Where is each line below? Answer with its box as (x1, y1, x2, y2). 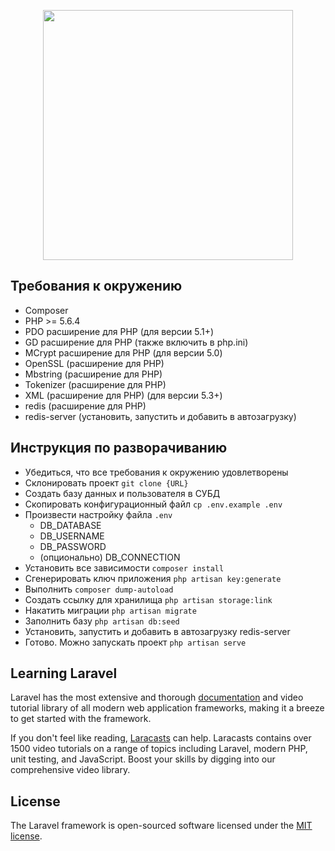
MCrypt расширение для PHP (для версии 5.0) (24, 346, 223, 359)
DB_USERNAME (39, 530, 105, 542)
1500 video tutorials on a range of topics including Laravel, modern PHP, (10, 743, 308, 755)
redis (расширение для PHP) (24, 400, 147, 412)
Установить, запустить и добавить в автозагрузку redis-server (24, 625, 291, 637)
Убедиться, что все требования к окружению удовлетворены (24, 466, 289, 478)
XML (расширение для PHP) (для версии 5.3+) (24, 389, 223, 401)
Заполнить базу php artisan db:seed (24, 615, 180, 627)
